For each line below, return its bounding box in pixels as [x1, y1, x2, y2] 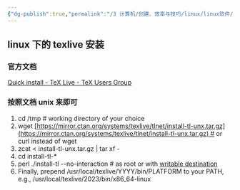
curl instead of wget [17, 137, 77, 145]
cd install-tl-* [17, 152, 57, 160]
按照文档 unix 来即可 [7, 97, 78, 107]
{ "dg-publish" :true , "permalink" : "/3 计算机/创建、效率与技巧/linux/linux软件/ [7, 10, 234, 18]
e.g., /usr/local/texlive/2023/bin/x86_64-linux [17, 174, 151, 183]
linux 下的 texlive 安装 [7, 38, 105, 51]
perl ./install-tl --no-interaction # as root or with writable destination [17, 159, 218, 168]
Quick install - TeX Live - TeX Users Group [7, 78, 132, 87]
